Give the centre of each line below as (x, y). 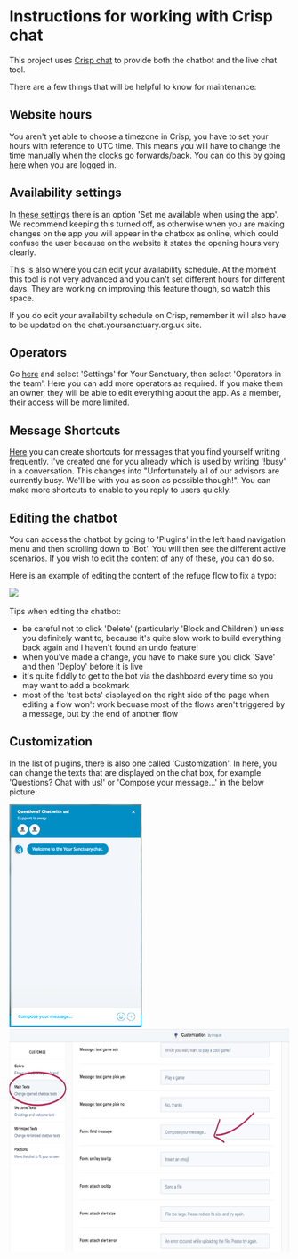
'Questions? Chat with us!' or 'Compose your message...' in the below (137, 782)
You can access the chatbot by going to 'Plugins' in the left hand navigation (148, 539)
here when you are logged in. (63, 165)
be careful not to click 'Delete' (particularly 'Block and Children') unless (153, 629)
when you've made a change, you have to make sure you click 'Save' (149, 657)
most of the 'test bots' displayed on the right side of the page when (145, 695)
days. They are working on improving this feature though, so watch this (140, 288)
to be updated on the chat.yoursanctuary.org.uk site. (106, 325)
